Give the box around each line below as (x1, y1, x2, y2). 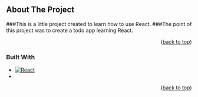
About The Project (6, 5, 75, 15)
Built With (6, 53, 35, 61)
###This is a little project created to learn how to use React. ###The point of (6, 20, 192, 27)
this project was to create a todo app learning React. (6, 27, 134, 34)
